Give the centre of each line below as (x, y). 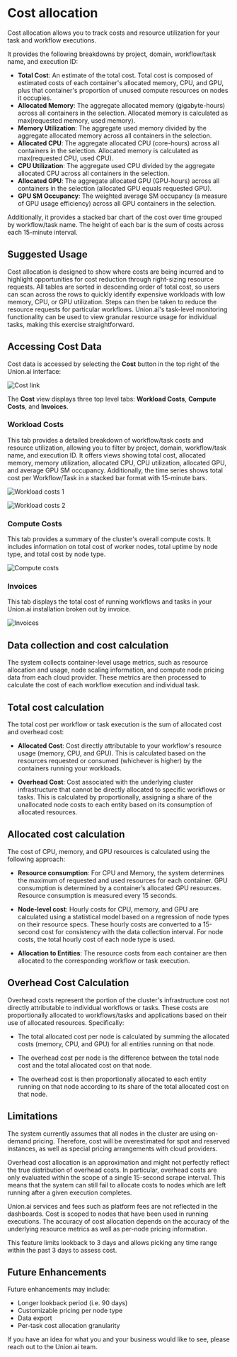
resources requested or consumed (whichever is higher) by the (110, 761)
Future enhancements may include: (59, 1290)
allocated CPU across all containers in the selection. (93, 173)
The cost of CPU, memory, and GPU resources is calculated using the (109, 851)
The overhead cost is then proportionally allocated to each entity (112, 1079)
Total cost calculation (56, 707)
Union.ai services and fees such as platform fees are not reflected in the (112, 1206)
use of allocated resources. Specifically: (66, 1022)
